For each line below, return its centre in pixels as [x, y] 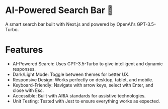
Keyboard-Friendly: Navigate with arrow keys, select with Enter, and [83, 85]
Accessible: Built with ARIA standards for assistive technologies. [79, 95]
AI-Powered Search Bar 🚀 [59, 10]
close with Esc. [28, 90]
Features [24, 50]
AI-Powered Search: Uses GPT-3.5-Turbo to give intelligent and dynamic [88, 64]
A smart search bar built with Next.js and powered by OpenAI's [70, 24]
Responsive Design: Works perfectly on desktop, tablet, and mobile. [83, 79]
